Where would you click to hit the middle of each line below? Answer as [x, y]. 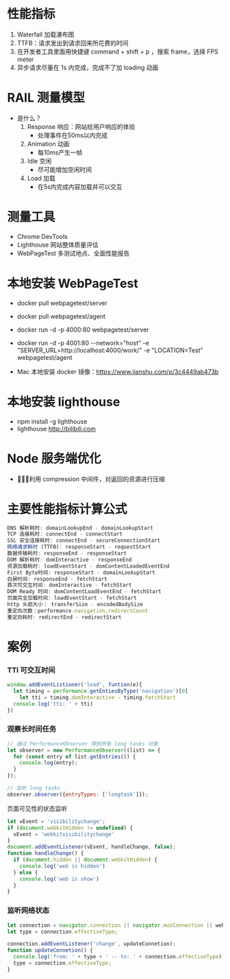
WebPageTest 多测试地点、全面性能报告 [73, 253]
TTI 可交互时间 [31, 670]
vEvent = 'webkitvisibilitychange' [64, 834]
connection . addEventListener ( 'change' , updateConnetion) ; [91, 944]
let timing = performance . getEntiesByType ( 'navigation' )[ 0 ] [101, 691]
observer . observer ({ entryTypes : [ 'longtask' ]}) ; [78, 794]
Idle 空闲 [39, 161]
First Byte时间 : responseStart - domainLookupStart [81, 573]
